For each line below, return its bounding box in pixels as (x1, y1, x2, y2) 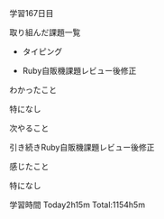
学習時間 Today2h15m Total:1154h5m (9, 199, 146, 210)
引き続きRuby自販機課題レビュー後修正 (9, 142, 155, 152)
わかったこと (9, 85, 57, 95)
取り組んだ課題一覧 (9, 27, 81, 38)
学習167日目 (9, 8, 54, 18)
